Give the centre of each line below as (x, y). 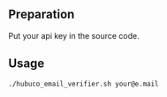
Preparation (42, 15)
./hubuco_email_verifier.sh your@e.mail (84, 84)
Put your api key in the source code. (74, 35)
